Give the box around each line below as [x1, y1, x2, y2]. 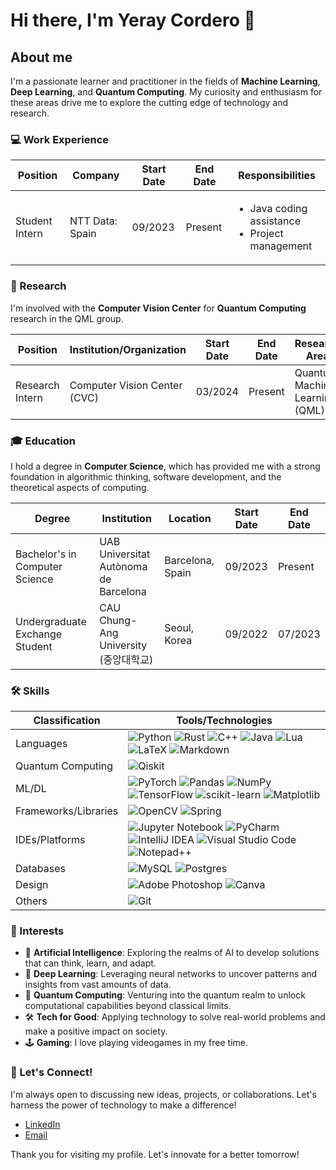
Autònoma [99, 559, 148, 573]
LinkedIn [24, 1118, 61, 1130]
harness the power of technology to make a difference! [10, 1099, 237, 1111]
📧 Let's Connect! [10, 1065, 93, 1079]
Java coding [249, 202, 308, 216]
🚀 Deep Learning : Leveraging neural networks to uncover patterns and [24, 968, 318, 980]
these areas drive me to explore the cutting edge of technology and [10, 97, 289, 108]
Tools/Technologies [176, 714, 273, 728]
